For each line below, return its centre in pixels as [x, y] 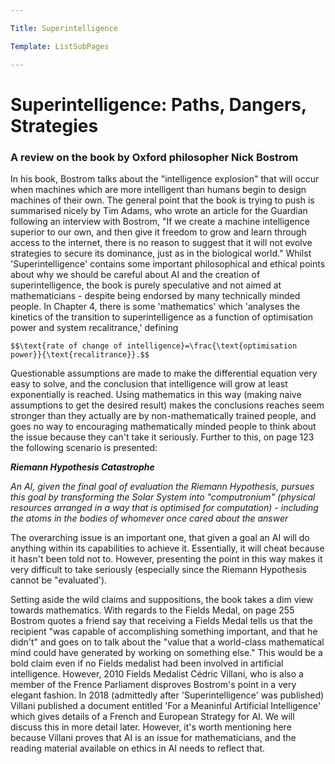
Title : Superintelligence [64, 28]
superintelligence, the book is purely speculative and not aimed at [146, 285]
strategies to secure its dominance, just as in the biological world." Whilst [161, 253]
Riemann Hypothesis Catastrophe [82, 467]
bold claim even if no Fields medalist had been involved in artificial [147, 663]
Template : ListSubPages [60, 46]
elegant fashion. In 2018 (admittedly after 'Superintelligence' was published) [167, 695]
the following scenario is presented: [84, 447]
